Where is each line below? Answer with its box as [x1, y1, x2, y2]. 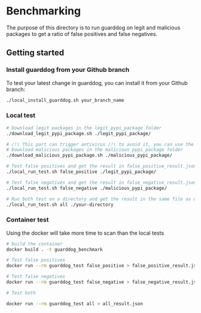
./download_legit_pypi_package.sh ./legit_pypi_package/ [6, 130, 151, 136]
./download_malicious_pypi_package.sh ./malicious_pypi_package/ [6, 153, 172, 159]
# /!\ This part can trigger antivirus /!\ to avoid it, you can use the [6, 141, 194, 147]
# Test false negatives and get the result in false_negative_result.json [6, 180, 197, 186]
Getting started [6, 48, 65, 58]
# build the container [6, 241, 63, 247]
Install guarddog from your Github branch [6, 66, 130, 74]
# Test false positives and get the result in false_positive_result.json [6, 163, 197, 169]
